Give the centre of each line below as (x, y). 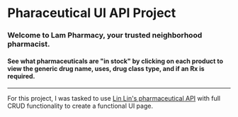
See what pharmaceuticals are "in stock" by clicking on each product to (115, 61)
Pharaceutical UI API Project (92, 13)
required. (21, 76)
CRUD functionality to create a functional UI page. (80, 106)
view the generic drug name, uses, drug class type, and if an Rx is (106, 68)
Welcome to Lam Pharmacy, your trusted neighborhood (105, 35)
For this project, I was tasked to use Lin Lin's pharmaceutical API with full (114, 99)
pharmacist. (29, 44)
